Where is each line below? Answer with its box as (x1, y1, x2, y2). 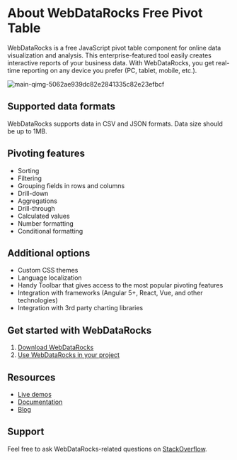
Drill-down (17, 189, 49, 197)
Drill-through (17, 204, 55, 212)
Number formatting (17, 219, 74, 228)
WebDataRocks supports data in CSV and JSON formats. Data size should (7, 119, 223, 128)
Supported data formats (7, 101, 115, 113)
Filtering (17, 174, 42, 182)
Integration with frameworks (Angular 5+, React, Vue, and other (17, 289, 203, 297)
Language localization (17, 273, 83, 282)
